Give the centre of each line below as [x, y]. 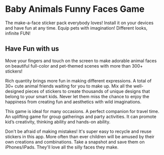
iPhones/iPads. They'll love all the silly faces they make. [62, 147]
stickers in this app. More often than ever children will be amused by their [80, 136]
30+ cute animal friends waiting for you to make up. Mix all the [69, 86]
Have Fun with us [32, 49]
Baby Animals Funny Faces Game [75, 9]
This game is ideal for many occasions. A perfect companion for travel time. [82, 111]
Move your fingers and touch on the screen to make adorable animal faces [81, 61]
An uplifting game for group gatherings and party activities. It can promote [81, 116]
